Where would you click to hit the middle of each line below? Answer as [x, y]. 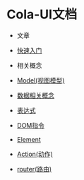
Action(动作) [35, 154]
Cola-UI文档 [42, 14]
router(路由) [34, 169]
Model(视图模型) [41, 80]
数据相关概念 [35, 95]
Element [29, 139]
